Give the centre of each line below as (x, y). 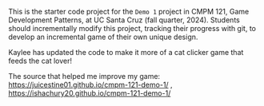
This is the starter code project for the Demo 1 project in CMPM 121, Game (129, 12)
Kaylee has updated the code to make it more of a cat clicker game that (126, 52)
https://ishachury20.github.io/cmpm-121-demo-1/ (90, 93)
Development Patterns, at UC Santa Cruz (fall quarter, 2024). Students (124, 20)
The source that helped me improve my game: (84, 76)
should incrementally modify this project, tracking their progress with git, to (132, 28)
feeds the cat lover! (40, 61)
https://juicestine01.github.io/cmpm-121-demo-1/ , (91, 84)
